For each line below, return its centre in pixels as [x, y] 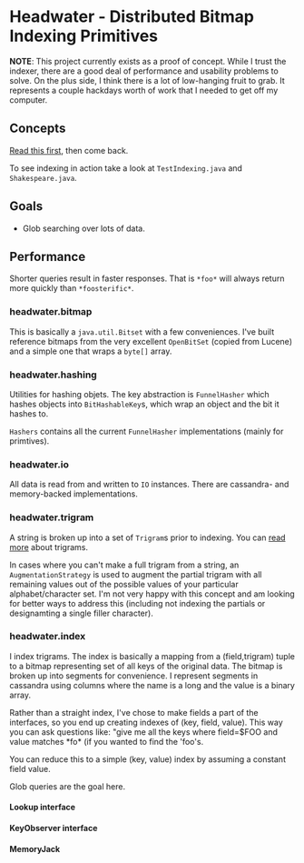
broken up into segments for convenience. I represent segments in [134, 676]
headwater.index [48, 637]
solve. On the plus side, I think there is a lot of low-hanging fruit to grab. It [147, 80]
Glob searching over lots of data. [83, 228]
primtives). [29, 441]
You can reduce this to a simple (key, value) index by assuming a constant [147, 759]
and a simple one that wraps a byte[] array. [91, 351]
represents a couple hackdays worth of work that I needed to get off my [144, 90]
